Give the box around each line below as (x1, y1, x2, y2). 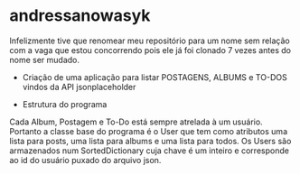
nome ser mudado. (9, 54, 80, 65)
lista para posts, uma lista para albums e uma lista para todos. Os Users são (9, 135, 292, 146)
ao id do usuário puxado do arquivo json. (9, 154, 162, 165)
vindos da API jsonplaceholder (22, 81, 136, 92)
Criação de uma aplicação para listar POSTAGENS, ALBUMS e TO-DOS (22, 71, 287, 82)
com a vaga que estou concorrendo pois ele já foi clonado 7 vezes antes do (9, 44, 292, 55)
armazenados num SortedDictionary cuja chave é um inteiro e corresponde (9, 145, 289, 156)
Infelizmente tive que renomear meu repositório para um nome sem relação (9, 35, 291, 46)
